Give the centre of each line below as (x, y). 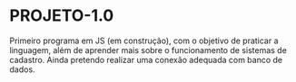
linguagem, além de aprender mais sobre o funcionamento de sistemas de (148, 50)
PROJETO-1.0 (62, 16)
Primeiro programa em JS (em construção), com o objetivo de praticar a (144, 41)
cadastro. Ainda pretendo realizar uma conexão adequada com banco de (146, 59)
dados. (22, 69)
